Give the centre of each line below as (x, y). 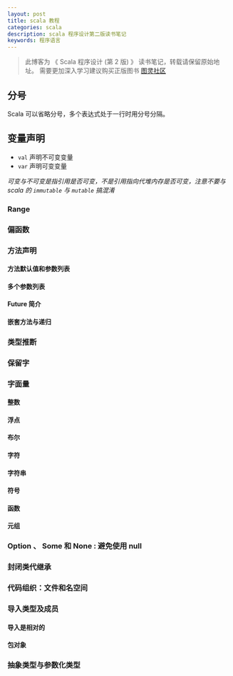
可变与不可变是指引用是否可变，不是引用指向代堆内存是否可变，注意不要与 (116, 181)
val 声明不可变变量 (45, 157)
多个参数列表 (26, 286)
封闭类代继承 (30, 567)
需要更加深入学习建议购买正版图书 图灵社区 (102, 71)
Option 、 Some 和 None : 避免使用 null (75, 546)
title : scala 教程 (33, 21)
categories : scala (35, 27)
